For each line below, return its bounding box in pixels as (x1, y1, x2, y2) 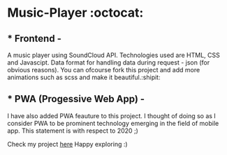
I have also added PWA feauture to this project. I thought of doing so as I (7, 111, 217, 120)
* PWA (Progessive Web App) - (7, 93, 145, 105)
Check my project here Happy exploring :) (7, 140, 128, 148)
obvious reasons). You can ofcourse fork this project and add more (7, 66, 200, 74)
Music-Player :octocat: (7, 5, 144, 21)
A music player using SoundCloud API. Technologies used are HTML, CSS (7, 51, 220, 59)
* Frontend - (7, 33, 61, 44)
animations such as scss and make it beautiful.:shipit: (7, 73, 161, 81)
